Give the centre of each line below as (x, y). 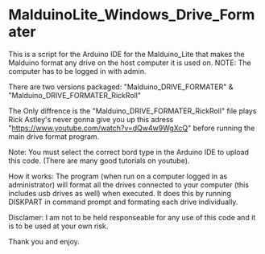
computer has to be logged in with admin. (77, 71)
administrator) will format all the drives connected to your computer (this (129, 184)
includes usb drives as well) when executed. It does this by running (120, 193)
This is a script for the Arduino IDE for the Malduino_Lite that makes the (126, 54)
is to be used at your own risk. (58, 226)
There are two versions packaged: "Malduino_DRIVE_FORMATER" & (121, 87)
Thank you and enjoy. (44, 241)
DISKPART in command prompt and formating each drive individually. (123, 202)
